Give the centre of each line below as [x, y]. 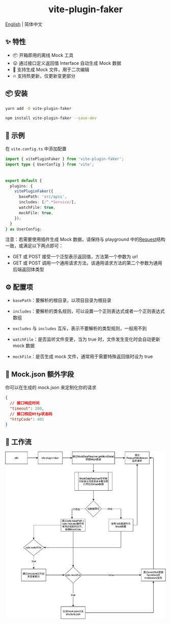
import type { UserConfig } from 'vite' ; [50, 164]
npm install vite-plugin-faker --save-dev [51, 118]
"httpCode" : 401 [27, 419]
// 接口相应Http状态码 [31, 414]
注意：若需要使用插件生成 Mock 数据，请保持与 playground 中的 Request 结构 [85, 239]
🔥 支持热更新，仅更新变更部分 [44, 76]
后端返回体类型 [28, 270]
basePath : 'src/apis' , [43, 197]
